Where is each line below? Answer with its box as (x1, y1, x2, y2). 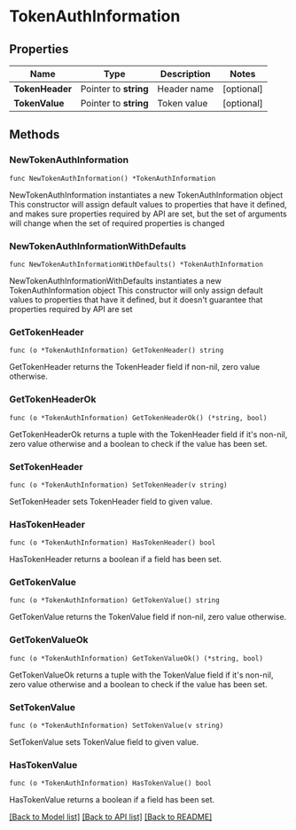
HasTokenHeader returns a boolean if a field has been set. (9, 554, 222, 565)
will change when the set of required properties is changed (9, 217, 225, 228)
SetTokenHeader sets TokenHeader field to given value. (9, 496, 213, 506)
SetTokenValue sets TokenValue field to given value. (9, 737, 199, 748)
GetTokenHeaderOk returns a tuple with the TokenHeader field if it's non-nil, (9, 428, 288, 440)
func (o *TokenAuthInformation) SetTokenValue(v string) (9, 721, 224, 731)
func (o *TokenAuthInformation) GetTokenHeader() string (9, 346, 224, 356)
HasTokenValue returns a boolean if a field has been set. (9, 795, 215, 805)
